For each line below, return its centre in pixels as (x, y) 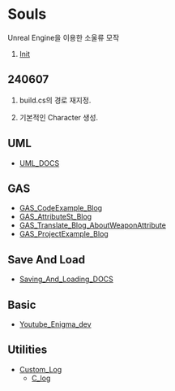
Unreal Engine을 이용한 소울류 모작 (64, 37)
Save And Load (47, 260)
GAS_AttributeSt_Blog (55, 217)
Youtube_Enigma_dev (55, 324)
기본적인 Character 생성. (59, 117)
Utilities (28, 350)
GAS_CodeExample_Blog (61, 208)
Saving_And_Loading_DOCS (66, 279)
